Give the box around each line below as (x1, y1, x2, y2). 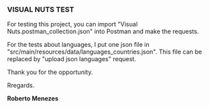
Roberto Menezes (7, 94, 59, 103)
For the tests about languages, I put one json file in (7, 41, 150, 49)
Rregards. (7, 82, 35, 90)
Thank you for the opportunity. (7, 68, 94, 76)
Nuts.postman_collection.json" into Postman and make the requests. (7, 27, 199, 35)
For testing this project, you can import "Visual (7, 20, 138, 29)
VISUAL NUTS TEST (7, 5, 74, 14)
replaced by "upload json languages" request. (7, 55, 137, 63)
